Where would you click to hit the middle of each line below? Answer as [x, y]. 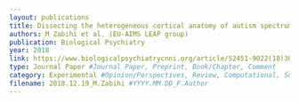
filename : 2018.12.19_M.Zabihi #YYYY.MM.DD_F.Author [109, 83]
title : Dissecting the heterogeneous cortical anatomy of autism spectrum [151, 26]
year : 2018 [29, 51]
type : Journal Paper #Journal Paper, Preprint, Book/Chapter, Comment [143, 67]
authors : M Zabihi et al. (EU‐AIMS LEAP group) [99, 34]
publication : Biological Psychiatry [77, 42]
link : [19, 59]
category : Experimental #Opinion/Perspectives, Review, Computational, [145, 75]
